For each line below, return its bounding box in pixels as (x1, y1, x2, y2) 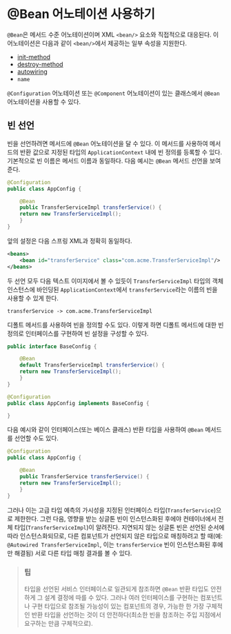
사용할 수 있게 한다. (7, 294, 59, 302)
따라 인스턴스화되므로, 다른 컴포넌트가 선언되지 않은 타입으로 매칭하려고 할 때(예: (7, 531, 223, 540)
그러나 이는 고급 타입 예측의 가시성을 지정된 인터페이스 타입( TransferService (7, 506, 214, 514)
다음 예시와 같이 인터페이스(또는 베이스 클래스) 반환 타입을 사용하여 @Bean (7, 425, 203, 434)
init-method (17, 52, 50, 61)
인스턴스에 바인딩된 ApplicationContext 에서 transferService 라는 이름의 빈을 (7, 285, 218, 294)
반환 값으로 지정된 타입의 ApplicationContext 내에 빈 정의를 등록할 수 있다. (19, 147, 223, 156)
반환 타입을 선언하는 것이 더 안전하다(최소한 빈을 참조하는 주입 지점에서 (31, 611, 222, 619)
